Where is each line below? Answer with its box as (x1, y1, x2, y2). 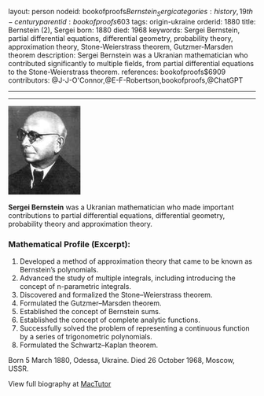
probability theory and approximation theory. (8, 219, 153, 228)
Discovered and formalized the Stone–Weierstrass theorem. (19, 291, 213, 300)
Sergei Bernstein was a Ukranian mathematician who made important (8, 202, 234, 212)
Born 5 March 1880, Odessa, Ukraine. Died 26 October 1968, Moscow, (8, 356, 236, 365)
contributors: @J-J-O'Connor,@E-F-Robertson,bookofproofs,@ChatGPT (8, 75, 244, 85)
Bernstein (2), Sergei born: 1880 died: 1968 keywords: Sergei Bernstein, (8, 25, 240, 35)
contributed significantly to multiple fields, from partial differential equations (8, 58, 254, 68)
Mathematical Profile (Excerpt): (8, 239, 131, 250)
